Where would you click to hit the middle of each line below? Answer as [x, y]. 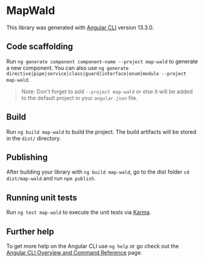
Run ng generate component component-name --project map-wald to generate [102, 61]
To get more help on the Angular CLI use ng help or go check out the [93, 246]
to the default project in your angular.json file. [79, 97]
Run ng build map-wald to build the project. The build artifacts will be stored [101, 132]
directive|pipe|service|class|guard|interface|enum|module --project [97, 74]
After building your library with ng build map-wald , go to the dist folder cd [98, 172]
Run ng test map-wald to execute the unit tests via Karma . [79, 212]
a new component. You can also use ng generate [68, 68]
